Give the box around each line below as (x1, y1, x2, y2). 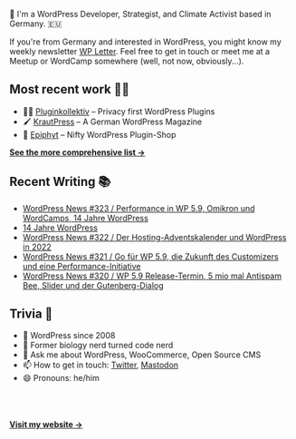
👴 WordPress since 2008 (22, 330, 116, 341)
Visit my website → (9, 419, 83, 430)
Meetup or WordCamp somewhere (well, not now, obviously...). (9, 55, 244, 66)
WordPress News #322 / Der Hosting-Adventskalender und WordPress (22, 231, 287, 242)
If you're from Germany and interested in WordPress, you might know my (9, 36, 282, 47)
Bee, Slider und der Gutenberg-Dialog (22, 279, 165, 290)
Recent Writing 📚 (9, 174, 111, 190)
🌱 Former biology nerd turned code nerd (22, 340, 174, 351)
